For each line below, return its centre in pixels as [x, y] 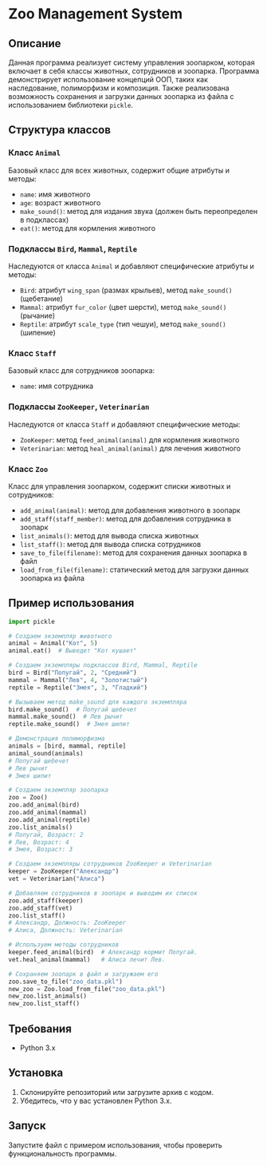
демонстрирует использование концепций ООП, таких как [108, 79]
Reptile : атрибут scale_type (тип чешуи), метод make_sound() [123, 323]
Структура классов [60, 130]
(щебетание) [41, 298]
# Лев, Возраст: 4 [39, 842]
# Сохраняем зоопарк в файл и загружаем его [83, 974]
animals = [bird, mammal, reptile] [67, 746]
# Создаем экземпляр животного [60, 636]
